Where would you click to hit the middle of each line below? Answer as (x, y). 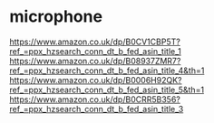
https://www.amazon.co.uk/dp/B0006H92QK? (96, 80)
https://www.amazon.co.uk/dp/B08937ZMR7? (95, 61)
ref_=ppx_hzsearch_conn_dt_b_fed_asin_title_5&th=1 (107, 90)
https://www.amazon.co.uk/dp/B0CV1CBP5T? (95, 42)
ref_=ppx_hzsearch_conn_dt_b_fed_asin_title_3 (97, 109)
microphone (56, 17)
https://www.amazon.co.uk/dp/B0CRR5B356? (95, 99)
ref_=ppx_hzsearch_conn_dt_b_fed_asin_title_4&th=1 (107, 71)
